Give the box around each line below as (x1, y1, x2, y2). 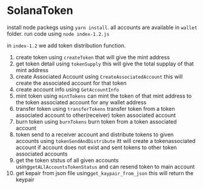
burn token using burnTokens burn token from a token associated (15, 118, 178, 125)
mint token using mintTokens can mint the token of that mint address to (15, 92, 192, 99)
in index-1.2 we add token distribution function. (7, 42, 126, 49)
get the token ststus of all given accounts (15, 156, 119, 164)
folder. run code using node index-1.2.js (7, 30, 110, 37)
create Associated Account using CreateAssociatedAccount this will (15, 73, 183, 80)
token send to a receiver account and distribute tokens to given (15, 131, 174, 138)
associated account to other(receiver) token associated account (15, 111, 176, 119)
